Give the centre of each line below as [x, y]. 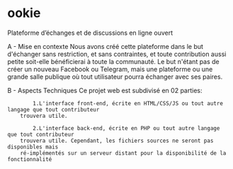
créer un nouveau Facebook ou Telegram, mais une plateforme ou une [110, 69]
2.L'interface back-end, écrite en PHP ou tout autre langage [126, 128]
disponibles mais [33, 147]
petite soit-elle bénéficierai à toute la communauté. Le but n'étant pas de [113, 61]
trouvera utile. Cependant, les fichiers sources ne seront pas [117, 141]
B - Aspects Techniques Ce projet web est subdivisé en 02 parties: [105, 90]
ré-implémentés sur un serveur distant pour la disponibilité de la [123, 153]
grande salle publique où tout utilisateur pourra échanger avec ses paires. [115, 77]
